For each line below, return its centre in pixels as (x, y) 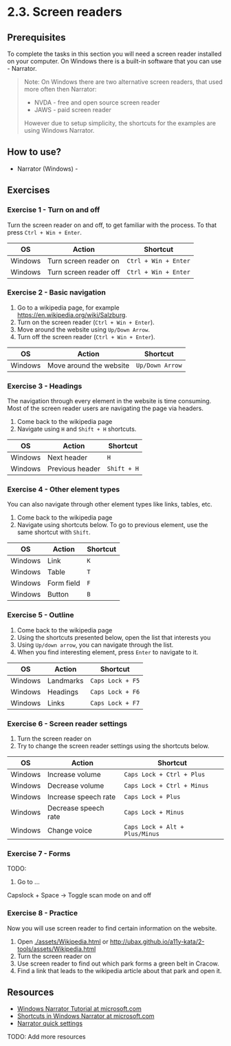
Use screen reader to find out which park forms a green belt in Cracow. (118, 963)
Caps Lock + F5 (115, 681)
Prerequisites (36, 38)
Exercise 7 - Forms (39, 853)
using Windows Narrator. (59, 130)
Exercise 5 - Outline (41, 615)
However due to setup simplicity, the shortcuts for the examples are (120, 123)
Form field (64, 584)
